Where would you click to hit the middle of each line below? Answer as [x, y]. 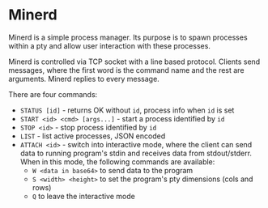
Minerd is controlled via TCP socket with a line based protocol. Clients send [134, 62]
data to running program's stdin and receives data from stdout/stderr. [136, 153]
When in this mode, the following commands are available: [117, 161]
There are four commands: [53, 94]
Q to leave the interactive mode [83, 196]
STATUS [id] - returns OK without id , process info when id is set [127, 110]
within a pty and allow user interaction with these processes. [109, 45]
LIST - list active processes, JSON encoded [93, 136]
